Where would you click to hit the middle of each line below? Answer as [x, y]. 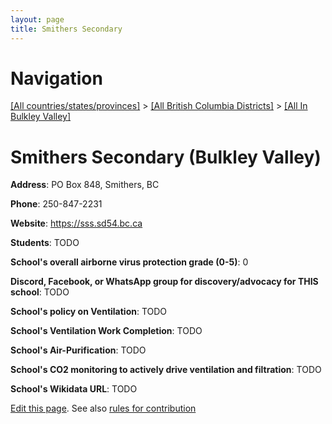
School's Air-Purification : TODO [78, 350]
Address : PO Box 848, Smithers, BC [85, 185]
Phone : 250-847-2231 [56, 204]
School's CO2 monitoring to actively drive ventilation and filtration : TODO [166, 370]
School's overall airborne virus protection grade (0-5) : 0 [129, 262]
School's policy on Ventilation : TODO [89, 312]
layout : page [37, 19]
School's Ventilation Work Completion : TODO [106, 331]
